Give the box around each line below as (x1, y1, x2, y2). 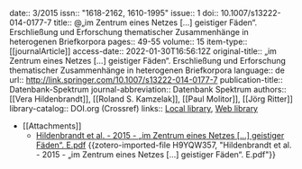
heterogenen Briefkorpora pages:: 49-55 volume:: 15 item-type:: (9, 36, 248, 47)
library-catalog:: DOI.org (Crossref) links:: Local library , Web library (9, 103, 259, 113)
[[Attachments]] (22, 120, 82, 131)
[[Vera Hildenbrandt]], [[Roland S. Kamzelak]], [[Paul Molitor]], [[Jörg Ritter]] (9, 93, 293, 104)
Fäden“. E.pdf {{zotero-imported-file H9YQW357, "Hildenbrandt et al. (35, 139, 292, 150)
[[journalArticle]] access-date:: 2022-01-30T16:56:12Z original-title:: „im (9, 46, 278, 57)
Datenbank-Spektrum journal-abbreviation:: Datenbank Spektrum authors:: (9, 84, 287, 94)
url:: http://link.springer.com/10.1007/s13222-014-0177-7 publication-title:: (9, 75, 283, 84)
